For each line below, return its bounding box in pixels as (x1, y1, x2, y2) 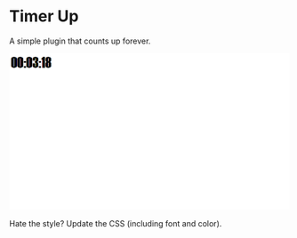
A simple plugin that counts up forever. (9, 36, 151, 46)
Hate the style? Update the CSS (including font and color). (9, 218, 222, 229)
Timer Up (9, 6, 79, 27)
